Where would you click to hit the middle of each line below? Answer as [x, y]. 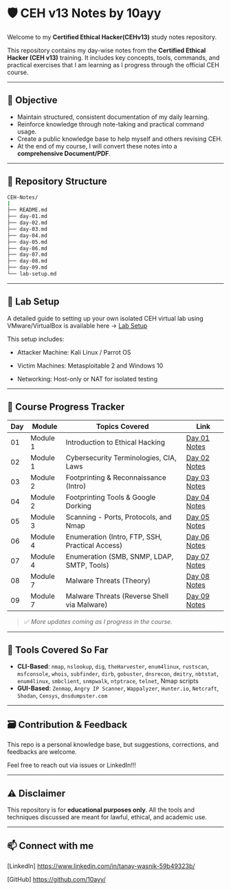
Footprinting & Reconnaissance [116, 477]
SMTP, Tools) [88, 565]
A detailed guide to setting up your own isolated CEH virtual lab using [105, 318]
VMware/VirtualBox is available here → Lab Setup [77, 325]
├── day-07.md [27, 255]
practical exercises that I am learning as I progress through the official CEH [113, 65]
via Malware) [87, 604]
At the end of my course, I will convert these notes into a [97, 146]
